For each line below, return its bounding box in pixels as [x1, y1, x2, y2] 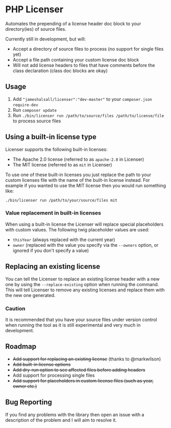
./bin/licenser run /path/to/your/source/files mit [5, 198, 117, 203]
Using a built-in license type [5, 133, 97, 141]
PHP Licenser [5, 4, 64, 15]
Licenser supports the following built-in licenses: [5, 146, 108, 152]
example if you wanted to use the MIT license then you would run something [5, 182, 166, 188]
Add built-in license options [12, 361, 71, 367]
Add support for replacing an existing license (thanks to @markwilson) [12, 356, 161, 362]
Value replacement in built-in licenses [5, 209, 101, 217]
